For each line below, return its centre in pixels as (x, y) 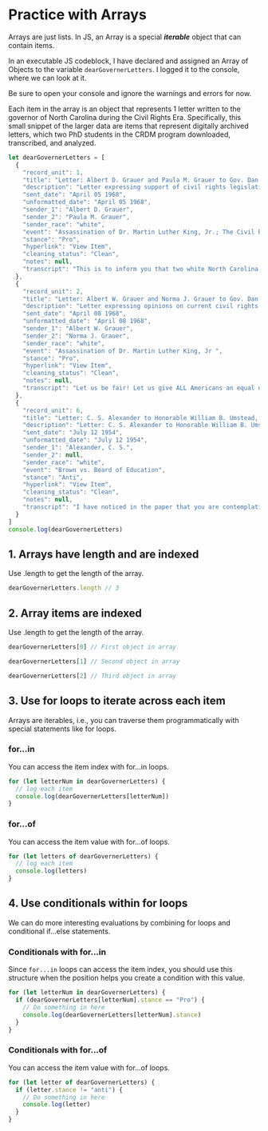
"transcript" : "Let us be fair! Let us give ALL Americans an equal (139, 388)
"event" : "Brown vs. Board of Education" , (94, 470)
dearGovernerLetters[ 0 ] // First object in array (93, 647)
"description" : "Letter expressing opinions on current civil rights (141, 306)
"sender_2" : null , (53, 455)
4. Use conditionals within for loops (98, 903)
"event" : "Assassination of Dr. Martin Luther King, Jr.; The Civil (139, 232)
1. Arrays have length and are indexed (104, 554)
